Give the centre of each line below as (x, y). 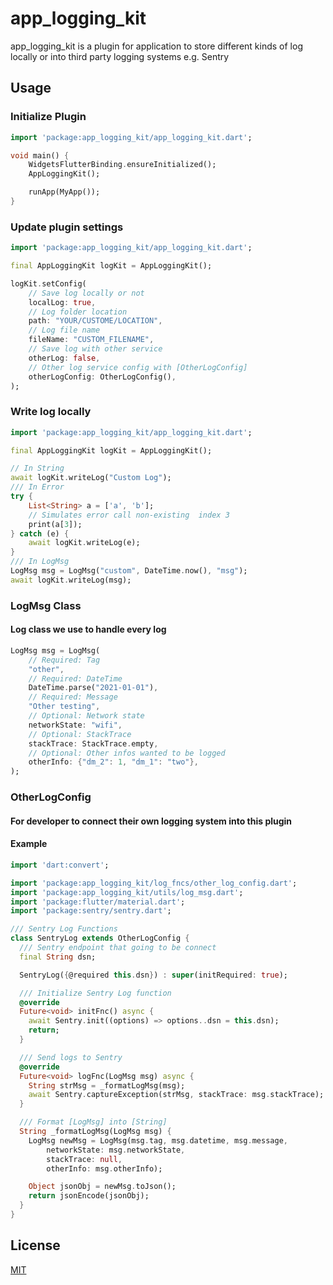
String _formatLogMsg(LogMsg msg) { (95, 1132)
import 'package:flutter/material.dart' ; (98, 902)
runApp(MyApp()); (64, 192)
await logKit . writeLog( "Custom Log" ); (91, 478)
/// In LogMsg (40, 562)
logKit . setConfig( (48, 283)
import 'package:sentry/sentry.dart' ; (91, 911)
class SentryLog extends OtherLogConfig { (100, 938)
